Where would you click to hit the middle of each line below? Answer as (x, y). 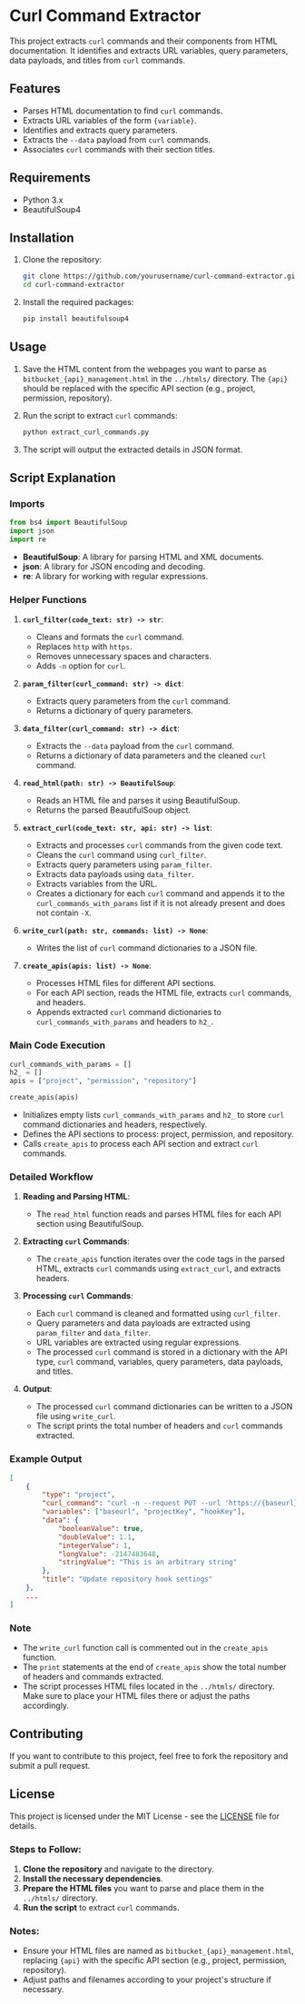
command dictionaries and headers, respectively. (115, 1125)
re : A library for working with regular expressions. (115, 576)
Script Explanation (63, 478)
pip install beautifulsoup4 (75, 319)
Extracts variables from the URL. (97, 884)
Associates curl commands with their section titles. (119, 149)
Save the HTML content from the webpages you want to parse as (145, 369)
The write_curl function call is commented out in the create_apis (145, 1647)
